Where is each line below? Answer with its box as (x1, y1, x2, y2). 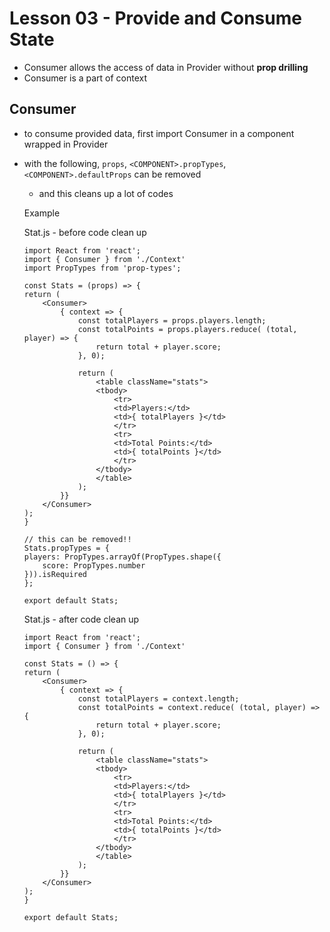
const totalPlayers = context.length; (77, 693, 240, 704)
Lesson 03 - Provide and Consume (9, 7, 302, 30)
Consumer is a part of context (23, 72, 148, 84)
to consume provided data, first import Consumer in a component (23, 127, 295, 139)
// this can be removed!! (23, 534, 132, 544)
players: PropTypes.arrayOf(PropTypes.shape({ (23, 552, 222, 562)
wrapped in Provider (23, 138, 109, 150)
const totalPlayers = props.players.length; (77, 315, 267, 326)
